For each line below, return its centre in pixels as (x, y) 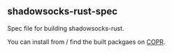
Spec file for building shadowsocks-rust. (66, 28)
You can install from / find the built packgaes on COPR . (86, 42)
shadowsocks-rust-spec (62, 12)
